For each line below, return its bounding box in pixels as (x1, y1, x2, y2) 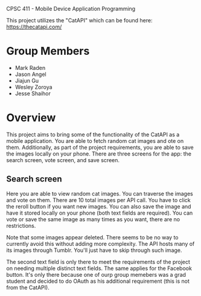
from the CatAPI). (6, 283, 49, 291)
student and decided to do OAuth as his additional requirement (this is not (6, 277, 190, 285)
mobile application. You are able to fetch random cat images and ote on (6, 137, 184, 144)
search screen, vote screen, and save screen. (6, 156, 120, 163)
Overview (6, 111, 56, 125)
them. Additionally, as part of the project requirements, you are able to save (6, 143, 194, 151)
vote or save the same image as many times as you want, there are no (6, 215, 180, 222)
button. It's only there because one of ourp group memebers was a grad (6, 271, 186, 278)
